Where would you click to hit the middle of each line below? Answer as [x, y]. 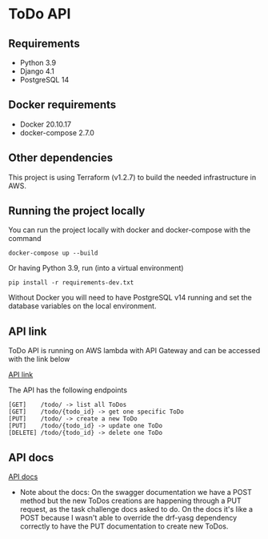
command [25, 239]
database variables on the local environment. [82, 306]
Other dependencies [61, 158]
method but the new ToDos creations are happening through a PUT [130, 501]
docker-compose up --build [53, 253]
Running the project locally [77, 211]
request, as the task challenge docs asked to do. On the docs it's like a [136, 509]
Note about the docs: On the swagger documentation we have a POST [136, 493]
